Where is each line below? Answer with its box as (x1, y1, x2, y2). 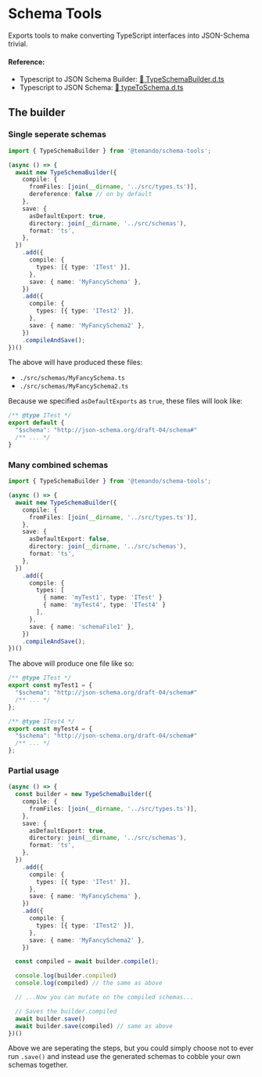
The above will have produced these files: (8, 358, 143, 367)
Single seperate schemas (8, 129, 107, 140)
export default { (8, 419, 65, 427)
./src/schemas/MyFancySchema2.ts (19, 382, 129, 391)
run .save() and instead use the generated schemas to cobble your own (8, 1052, 241, 1061)
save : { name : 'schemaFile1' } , (28, 622, 135, 630)
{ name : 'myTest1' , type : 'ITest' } (42, 593, 163, 601)
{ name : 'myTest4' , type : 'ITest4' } (42, 601, 167, 609)
